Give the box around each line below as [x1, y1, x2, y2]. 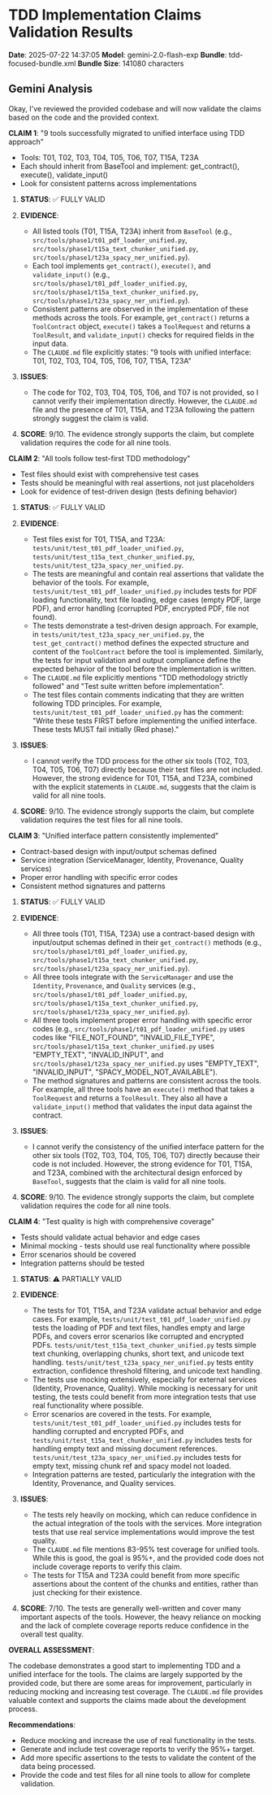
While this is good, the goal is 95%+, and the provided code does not [32, 1553, 265, 1562]
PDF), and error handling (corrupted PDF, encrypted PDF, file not [32, 603, 249, 613]
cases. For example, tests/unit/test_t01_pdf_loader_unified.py [32, 1314, 252, 1323]
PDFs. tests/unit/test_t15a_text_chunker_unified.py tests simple [32, 1340, 257, 1349]
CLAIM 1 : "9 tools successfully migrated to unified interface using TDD [8, 128, 245, 137]
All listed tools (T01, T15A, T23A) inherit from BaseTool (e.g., [32, 226, 233, 236]
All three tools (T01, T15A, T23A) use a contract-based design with [32, 929, 256, 939]
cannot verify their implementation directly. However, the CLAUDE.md [32, 396, 257, 406]
